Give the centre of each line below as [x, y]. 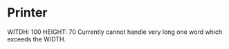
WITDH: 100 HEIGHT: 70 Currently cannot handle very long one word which [115, 32]
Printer [27, 13]
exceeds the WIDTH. [37, 39]
